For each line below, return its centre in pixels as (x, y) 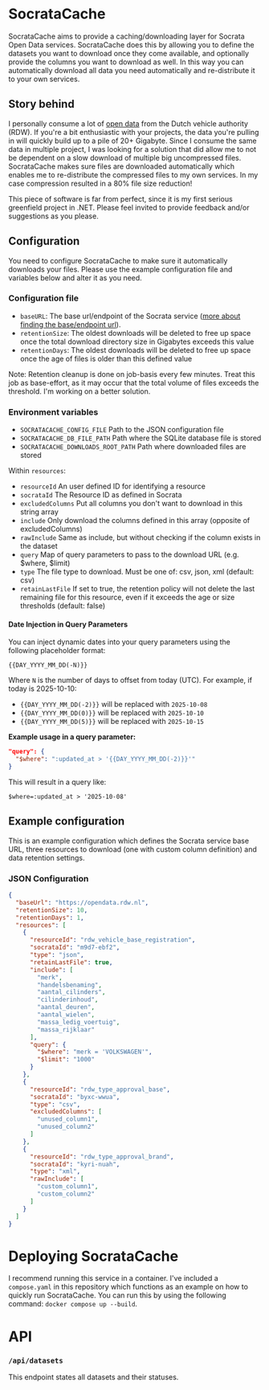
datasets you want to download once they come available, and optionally (129, 53)
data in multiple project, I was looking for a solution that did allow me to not (132, 149)
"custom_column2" (66, 1194)
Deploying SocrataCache (94, 1256)
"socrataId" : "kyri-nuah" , (75, 1164)
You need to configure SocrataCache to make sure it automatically (118, 260)
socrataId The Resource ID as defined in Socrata (101, 495)
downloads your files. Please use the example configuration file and (120, 269)
